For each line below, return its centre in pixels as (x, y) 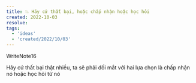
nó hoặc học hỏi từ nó (33, 74)
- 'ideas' (24, 34)
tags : (13, 28)
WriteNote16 (22, 56)
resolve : (17, 23)
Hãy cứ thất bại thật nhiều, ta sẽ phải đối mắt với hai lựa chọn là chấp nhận (98, 68)
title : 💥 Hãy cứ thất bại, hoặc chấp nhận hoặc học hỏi (78, 12)
